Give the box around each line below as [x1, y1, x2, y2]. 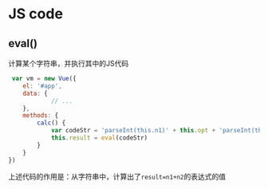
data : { [22, 89, 48, 97]
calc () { [37, 119, 66, 128]
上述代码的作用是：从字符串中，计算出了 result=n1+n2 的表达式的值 [8, 171, 226, 181]
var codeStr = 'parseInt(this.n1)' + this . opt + [50, 127, 216, 135]
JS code [8, 5, 64, 23]
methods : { [22, 112, 59, 120]
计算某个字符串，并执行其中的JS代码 [8, 59, 129, 68]
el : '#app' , [22, 81, 62, 90]
